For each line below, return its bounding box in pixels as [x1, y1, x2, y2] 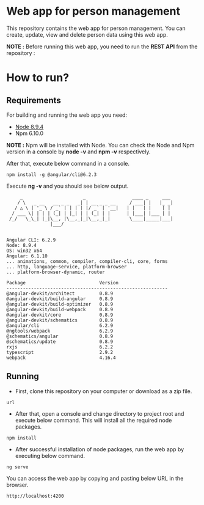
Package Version [6, 279, 119, 286]
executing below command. [15, 452, 86, 459]
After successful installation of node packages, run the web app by [15, 445, 184, 453]
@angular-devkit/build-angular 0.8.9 [6, 295, 114, 302]
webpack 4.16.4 [6, 355, 116, 361]
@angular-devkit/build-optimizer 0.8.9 [6, 301, 114, 307]
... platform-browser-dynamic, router [6, 269, 105, 275]
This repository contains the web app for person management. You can [6, 24, 186, 32]
